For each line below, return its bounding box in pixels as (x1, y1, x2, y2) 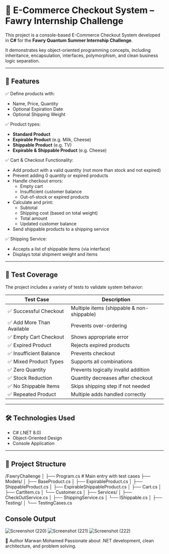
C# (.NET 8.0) (12, 429, 41, 436)
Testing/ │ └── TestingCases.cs (5, 500, 72, 506)
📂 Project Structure (5, 460, 66, 468)
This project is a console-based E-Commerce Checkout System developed (5, 32, 160, 38)
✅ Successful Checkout (8, 307, 64, 315)
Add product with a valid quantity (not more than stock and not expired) (12, 167, 161, 173)
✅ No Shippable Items (8, 383, 60, 390)
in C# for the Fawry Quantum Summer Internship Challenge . (5, 37, 133, 43)
